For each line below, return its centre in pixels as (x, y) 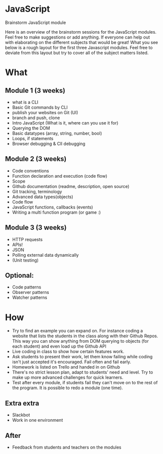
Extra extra (22, 403)
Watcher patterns (30, 298)
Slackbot (21, 415)
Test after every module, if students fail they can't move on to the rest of (85, 383)
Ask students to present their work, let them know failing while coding (82, 357)
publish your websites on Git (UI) (45, 112)
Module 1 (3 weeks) (35, 91)
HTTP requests (27, 239)
